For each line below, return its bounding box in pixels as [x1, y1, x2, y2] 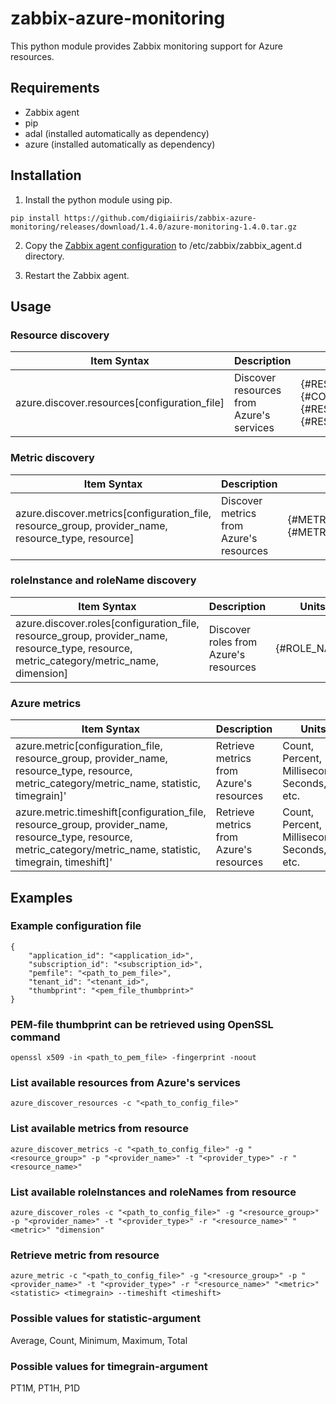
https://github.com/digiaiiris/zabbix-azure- [63, 213, 257, 223]
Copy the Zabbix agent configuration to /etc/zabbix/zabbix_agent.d [24, 239, 302, 251]
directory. [24, 250, 65, 262]
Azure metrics [10, 696, 82, 710]
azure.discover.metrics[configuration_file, [15, 506, 212, 520]
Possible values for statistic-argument [10, 1312, 202, 1326]
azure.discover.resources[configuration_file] [15, 396, 225, 410]
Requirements [10, 80, 100, 97]
